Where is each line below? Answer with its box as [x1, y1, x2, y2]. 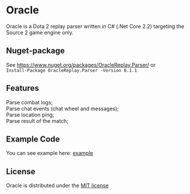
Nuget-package [6, 46, 65, 56]
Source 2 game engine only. [6, 29, 74, 36]
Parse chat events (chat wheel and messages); [6, 105, 119, 112]
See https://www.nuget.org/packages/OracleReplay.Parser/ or [6, 61, 156, 68]
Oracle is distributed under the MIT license [6, 182, 109, 189]
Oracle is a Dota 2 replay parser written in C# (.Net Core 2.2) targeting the [6, 23, 185, 30]
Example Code [6, 134, 60, 144]
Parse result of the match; [6, 117, 69, 124]
